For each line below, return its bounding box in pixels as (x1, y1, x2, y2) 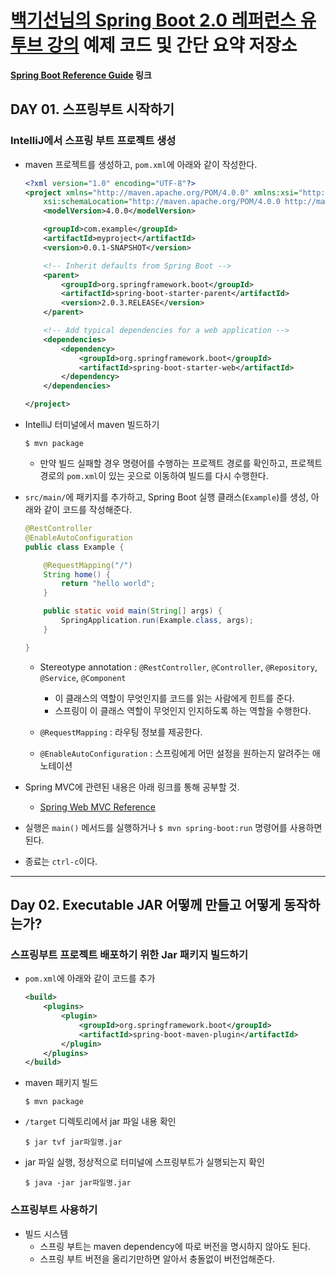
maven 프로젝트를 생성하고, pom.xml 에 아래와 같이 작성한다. (24, 158, 258, 170)
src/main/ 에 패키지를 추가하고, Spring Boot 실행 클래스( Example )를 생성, (24, 491, 309, 503)
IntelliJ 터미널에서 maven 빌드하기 (24, 419, 160, 430)
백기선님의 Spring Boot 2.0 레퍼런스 (10, 9, 297, 32)
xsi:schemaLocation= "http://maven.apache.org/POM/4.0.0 (43, 197, 281, 207)
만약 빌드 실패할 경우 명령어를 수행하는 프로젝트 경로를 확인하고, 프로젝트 (39, 457, 323, 469)
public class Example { (24, 542, 125, 552)
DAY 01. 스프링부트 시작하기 (10, 101, 175, 118)
